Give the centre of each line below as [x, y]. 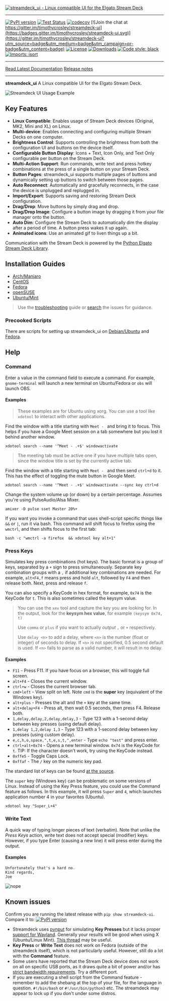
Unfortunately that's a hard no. [40, 868]
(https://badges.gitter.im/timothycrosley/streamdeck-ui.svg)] [68, 33]
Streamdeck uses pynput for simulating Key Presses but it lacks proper [87, 929]
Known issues [28, 902]
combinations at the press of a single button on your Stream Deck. [81, 169]
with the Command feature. [41, 956]
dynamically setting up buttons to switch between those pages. [78, 180]
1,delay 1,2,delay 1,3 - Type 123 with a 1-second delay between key [85, 729]
